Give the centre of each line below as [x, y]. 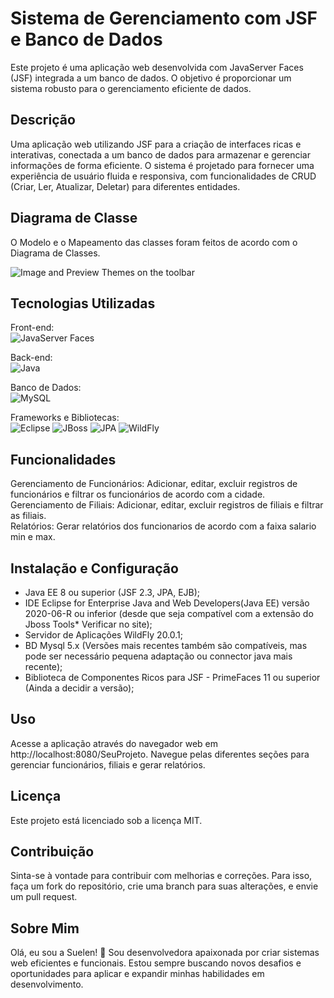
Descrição [43, 120]
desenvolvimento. [47, 984]
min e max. [33, 537]
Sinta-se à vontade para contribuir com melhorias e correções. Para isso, [161, 876]
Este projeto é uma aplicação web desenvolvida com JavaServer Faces [157, 67]
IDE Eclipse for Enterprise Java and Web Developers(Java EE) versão [167, 603]
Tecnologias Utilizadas [83, 303]
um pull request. [44, 897]
